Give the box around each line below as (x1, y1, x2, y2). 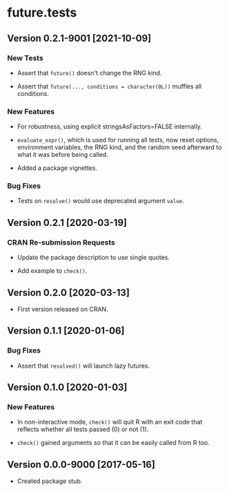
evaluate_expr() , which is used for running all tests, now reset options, (17, 136, 219, 144)
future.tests (7, 5, 77, 21)
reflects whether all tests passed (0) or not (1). (17, 425, 149, 433)
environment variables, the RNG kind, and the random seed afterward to (17, 143, 222, 151)
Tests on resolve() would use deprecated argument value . (17, 197, 185, 205)
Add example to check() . (17, 267, 88, 275)
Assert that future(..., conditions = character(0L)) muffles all (17, 82, 202, 91)
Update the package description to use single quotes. (17, 254, 170, 262)
